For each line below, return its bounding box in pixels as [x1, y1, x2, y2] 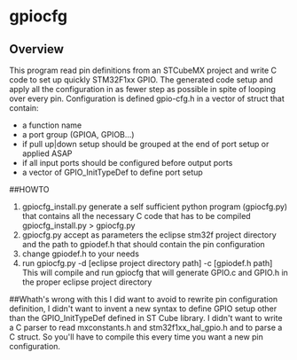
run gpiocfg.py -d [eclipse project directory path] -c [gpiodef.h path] [21, 258, 273, 268]
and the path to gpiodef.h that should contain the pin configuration [21, 239, 266, 249]
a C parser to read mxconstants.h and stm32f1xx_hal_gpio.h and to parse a [9, 322, 283, 333]
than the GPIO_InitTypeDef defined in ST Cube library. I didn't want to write [9, 313, 283, 323]
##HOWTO [9, 184, 50, 194]
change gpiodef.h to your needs [21, 248, 140, 259]
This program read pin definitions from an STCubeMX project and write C [9, 65, 277, 75]
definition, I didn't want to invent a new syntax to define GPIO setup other [9, 303, 277, 314]
